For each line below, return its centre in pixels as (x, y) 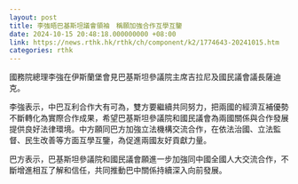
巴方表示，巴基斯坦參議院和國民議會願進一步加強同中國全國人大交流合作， (145, 159)
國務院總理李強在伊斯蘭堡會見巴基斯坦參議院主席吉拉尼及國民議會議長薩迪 (145, 77)
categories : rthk (41, 51)
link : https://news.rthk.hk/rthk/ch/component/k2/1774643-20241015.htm (144, 42)
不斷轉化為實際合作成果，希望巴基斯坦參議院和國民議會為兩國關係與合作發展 (149, 118)
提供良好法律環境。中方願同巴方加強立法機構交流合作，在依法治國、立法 (141, 129)
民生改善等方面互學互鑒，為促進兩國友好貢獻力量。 (118, 140)
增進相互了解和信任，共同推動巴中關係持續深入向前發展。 (122, 171)
